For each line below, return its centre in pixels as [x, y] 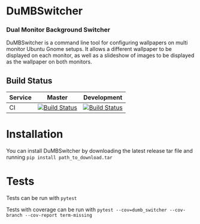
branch [14, 216]
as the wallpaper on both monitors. [49, 62]
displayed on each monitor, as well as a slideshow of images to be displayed [100, 56]
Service [20, 98]
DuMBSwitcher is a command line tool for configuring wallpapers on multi [97, 43]
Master [57, 98]
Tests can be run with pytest [42, 198]
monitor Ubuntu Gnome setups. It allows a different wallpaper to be [89, 49]
